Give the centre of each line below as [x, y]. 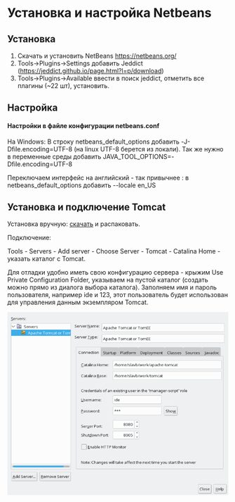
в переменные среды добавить [54, 156]
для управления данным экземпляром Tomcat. [78, 302]
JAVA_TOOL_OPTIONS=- [139, 156]
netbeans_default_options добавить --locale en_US [82, 185]
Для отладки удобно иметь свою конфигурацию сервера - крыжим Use [115, 272]
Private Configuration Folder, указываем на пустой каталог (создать [108, 280]
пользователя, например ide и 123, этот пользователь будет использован [117, 295]
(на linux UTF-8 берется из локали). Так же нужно [148, 149]
